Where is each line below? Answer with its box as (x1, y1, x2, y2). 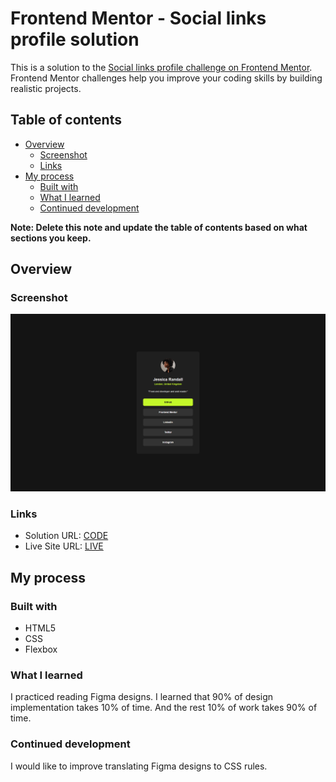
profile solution (10, 28, 140, 51)
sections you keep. (10, 232, 92, 244)
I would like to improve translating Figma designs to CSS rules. (10, 760, 268, 772)
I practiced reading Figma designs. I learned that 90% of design (10, 691, 274, 703)
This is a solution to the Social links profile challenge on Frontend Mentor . (10, 61, 313, 73)
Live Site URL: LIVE (24, 540, 104, 552)
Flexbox (24, 643, 58, 655)
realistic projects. (10, 82, 82, 94)
